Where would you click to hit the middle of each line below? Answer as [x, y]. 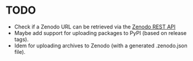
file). [20, 52]
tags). [21, 39]
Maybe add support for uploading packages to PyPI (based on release [100, 33]
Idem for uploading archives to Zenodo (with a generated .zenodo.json [101, 46]
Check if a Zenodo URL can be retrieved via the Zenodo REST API [95, 27]
